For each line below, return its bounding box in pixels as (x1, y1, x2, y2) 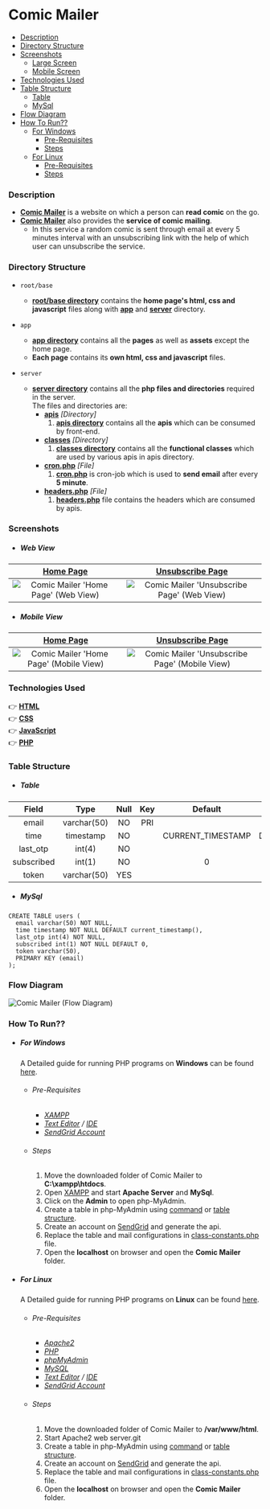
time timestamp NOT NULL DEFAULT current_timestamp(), (15, 926, 203, 934)
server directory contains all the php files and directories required (31, 384, 255, 393)
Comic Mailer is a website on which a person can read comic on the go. (19, 208, 260, 217)
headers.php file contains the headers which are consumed (55, 495, 256, 504)
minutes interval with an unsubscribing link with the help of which (31, 233, 249, 243)
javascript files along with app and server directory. (31, 304, 207, 314)
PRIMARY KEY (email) (15, 954, 84, 962)
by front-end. (55, 426, 100, 436)
